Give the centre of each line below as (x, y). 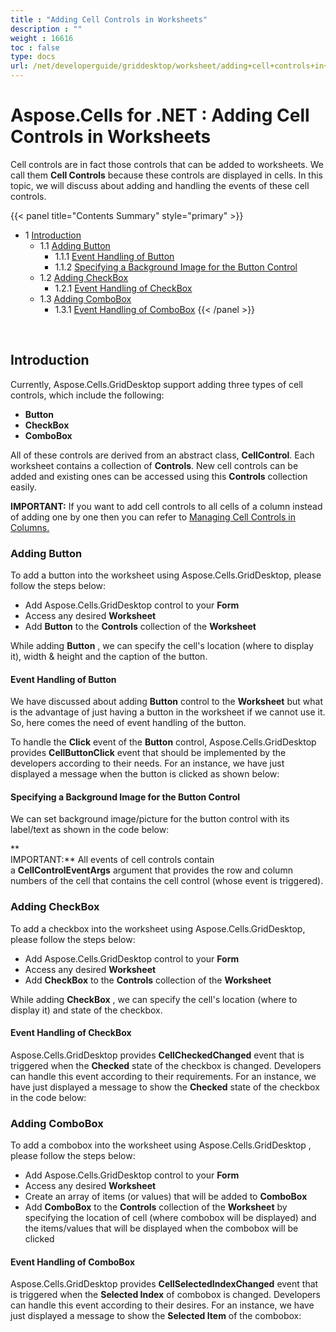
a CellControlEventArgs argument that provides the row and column (151, 870)
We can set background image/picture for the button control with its (150, 819)
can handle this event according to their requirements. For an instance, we (163, 1076)
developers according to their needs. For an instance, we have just (147, 763)
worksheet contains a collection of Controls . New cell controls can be (154, 465)
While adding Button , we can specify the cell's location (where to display (162, 646)
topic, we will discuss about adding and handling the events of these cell (160, 185)
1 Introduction (53, 235)
